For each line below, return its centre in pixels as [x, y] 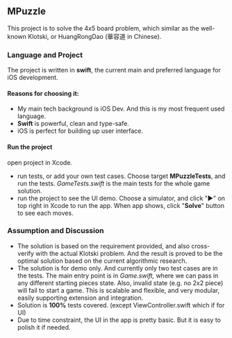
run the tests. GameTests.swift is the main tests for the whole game [114, 183]
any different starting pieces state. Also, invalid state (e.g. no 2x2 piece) [120, 283]
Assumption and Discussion [56, 231]
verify [26, 253]
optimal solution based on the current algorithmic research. [102, 261]
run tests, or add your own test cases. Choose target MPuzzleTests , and [121, 176]
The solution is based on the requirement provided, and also [103, 246]
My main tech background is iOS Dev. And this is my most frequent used [121, 109]
